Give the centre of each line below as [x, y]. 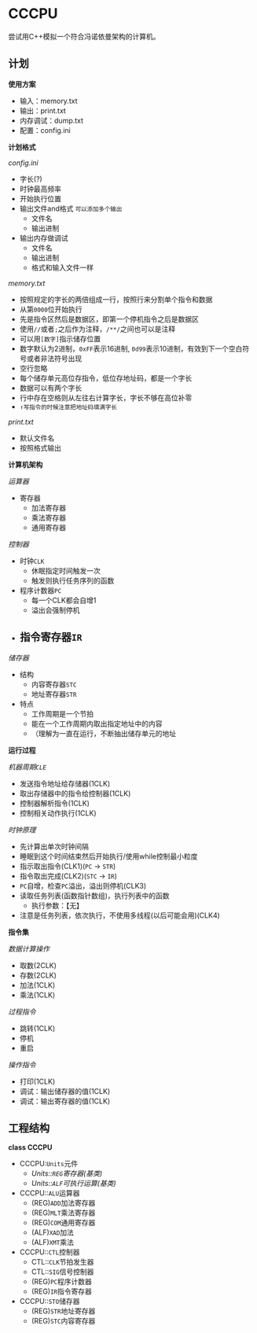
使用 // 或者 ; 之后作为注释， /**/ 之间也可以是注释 [97, 329]
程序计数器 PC [40, 590]
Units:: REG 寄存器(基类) [67, 1173]
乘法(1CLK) [37, 995]
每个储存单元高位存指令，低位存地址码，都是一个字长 [106, 377]
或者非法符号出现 [54, 358]
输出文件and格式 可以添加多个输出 [71, 208]
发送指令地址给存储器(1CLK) [65, 783]
